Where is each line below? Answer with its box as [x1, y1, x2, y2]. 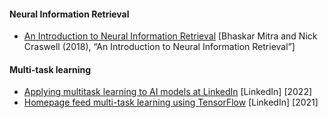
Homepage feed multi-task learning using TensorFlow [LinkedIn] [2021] [23, 96, 319, 109]
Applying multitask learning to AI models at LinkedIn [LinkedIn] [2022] [23, 86, 313, 98]
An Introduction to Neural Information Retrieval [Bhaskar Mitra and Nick [23, 30, 318, 42]
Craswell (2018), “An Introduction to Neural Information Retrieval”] [23, 41, 296, 53]
